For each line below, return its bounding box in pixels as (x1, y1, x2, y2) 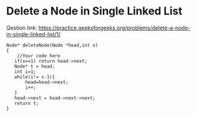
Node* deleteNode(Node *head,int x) (6, 42, 98, 48)
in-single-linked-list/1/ (6, 30, 61, 37)
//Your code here (17, 52, 61, 58)
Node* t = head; (14, 63, 55, 69)
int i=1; (14, 68, 36, 75)
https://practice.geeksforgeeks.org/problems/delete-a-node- (38, 24, 191, 31)
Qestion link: (6, 24, 37, 31)
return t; (14, 100, 39, 106)
